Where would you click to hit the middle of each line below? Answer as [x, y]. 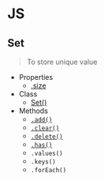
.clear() [45, 128]
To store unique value [62, 62]
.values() [47, 153]
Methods [33, 111]
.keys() [43, 162]
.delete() [47, 137]
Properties [36, 77]
